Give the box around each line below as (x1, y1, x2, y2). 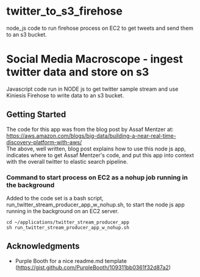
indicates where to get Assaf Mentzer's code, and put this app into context (6, 151, 194, 159)
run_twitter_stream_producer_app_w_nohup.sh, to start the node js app (6, 201, 185, 208)
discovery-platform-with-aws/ (6, 138, 82, 146)
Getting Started (6, 110, 66, 120)
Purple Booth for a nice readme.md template (15, 257, 127, 264)
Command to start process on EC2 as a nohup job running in (6, 173, 188, 181)
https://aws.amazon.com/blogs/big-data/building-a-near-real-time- (6, 132, 177, 139)
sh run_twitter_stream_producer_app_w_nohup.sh (6, 224, 130, 231)
